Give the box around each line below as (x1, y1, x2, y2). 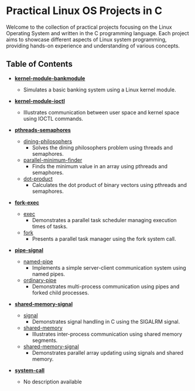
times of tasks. (32, 223, 68, 230)
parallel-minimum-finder (23, 157, 83, 164)
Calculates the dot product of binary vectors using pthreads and (32, 181, 187, 188)
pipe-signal (14, 246, 44, 253)
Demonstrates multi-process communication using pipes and (32, 283, 180, 290)
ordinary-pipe (23, 277, 57, 284)
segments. (32, 336, 58, 344)
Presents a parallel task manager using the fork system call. (32, 235, 176, 242)
